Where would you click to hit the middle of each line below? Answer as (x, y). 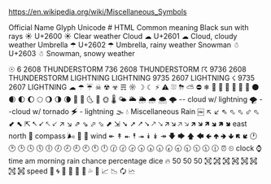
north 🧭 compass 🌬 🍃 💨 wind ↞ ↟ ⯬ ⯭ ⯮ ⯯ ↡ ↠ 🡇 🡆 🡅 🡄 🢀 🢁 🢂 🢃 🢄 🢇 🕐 (133, 136)
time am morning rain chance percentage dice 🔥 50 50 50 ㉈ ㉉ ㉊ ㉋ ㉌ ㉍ (133, 161)
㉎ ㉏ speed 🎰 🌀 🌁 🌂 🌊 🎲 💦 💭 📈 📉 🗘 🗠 (72, 171)
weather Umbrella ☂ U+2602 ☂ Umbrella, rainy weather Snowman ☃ (124, 45)
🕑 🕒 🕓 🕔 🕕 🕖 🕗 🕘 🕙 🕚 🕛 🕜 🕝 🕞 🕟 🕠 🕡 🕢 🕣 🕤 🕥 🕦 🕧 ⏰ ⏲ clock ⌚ (135, 148)
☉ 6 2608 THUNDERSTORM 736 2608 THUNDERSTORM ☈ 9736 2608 (127, 69)
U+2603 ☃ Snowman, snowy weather (72, 53)
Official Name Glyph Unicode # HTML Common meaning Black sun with (129, 27)
